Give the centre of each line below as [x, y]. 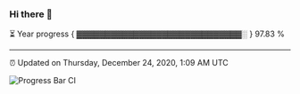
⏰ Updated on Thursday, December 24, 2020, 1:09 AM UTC [119, 63]
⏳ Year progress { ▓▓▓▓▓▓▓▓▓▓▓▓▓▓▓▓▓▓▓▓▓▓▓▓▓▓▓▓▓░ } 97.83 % [147, 34]
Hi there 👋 [31, 14]
